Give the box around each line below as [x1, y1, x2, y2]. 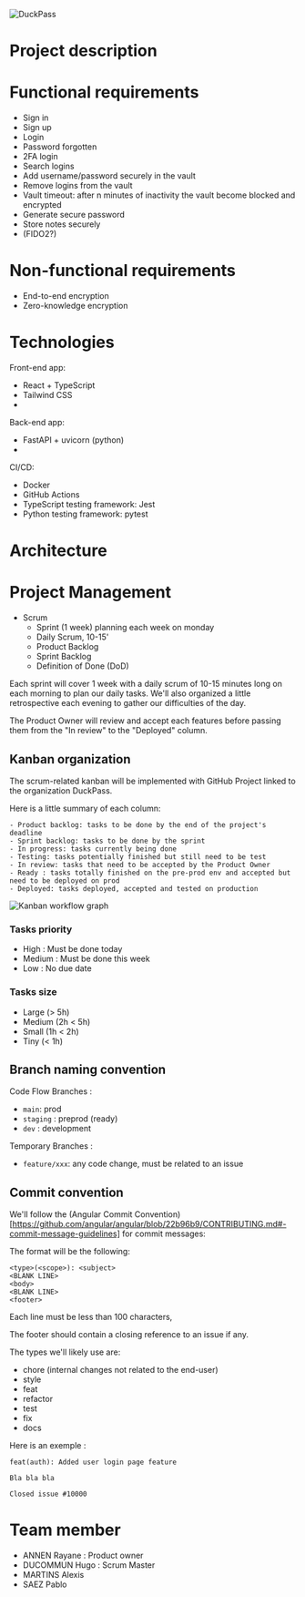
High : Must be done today [22, 944, 123, 955]
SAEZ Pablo [22, 1579, 67, 1590]
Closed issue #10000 [9, 1490, 88, 1499]
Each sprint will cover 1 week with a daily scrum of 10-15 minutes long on [9, 679, 282, 690]
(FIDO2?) [22, 229, 57, 240]
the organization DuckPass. [9, 784, 113, 796]
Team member [9, 1520, 121, 1541]
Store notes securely [22, 219, 101, 230]
